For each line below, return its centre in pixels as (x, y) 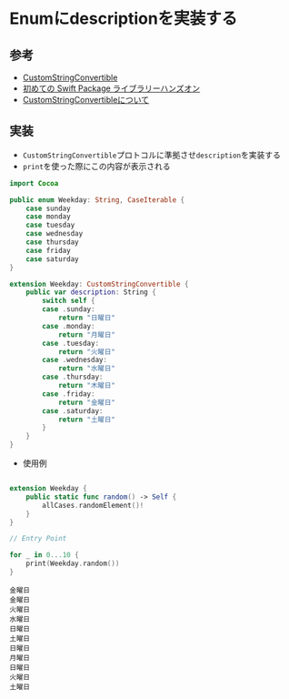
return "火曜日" (87, 351)
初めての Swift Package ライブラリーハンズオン (111, 88)
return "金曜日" (87, 402)
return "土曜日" (87, 420)
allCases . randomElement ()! (93, 505)
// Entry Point (38, 539)
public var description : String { (91, 292)
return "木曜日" (87, 386)
